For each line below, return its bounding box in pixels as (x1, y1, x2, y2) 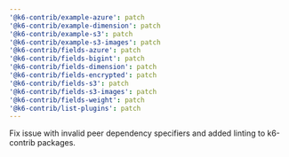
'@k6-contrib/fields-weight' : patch (9, 95, 145, 105)
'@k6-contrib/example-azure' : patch (9, 12, 145, 22)
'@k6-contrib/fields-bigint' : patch (9, 54, 145, 63)
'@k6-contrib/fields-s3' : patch (9, 79, 129, 88)
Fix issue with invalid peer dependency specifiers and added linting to (9, 128, 266, 138)
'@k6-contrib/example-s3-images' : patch (9, 37, 162, 47)
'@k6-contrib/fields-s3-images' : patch (9, 87, 157, 96)
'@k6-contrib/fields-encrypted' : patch (9, 71, 157, 80)
